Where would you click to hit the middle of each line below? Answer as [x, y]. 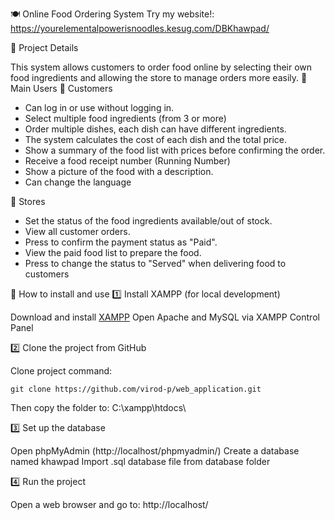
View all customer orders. [77, 231]
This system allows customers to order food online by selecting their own [161, 67]
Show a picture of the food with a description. [119, 171]
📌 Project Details [44, 47]
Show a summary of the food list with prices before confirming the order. [175, 150]
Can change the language [78, 182]
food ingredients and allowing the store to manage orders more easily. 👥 [159, 77]
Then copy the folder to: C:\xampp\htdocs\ [98, 407]
